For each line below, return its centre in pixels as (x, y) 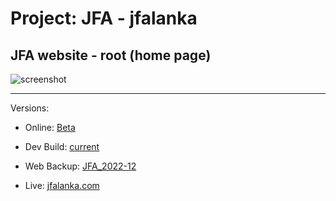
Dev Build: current (62, 146)
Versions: (30, 108)
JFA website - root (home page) (111, 55)
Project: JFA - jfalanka (104, 18)
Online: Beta (50, 127)
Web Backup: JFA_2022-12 (80, 166)
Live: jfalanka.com (62, 185)
